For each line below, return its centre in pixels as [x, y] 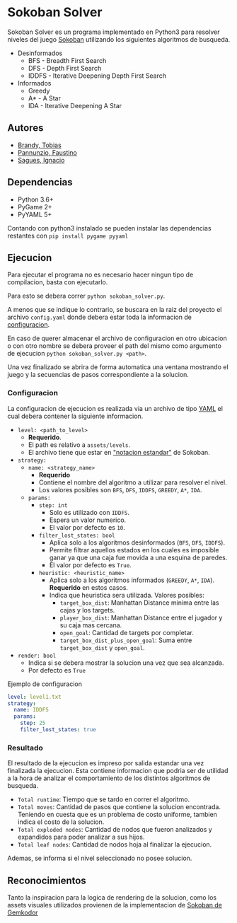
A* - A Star [45, 98]
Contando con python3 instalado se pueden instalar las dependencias [109, 228]
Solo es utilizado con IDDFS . [89, 512]
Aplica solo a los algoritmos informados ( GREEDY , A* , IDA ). [132, 580]
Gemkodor [23, 912]
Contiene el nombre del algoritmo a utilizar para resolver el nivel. [133, 482]
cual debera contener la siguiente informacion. [75, 416]
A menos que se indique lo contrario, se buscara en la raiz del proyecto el [115, 310]
